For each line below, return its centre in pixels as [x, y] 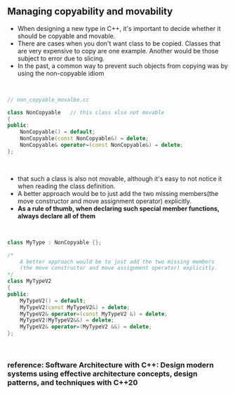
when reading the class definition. [66, 186]
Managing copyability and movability [90, 12]
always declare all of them [56, 216]
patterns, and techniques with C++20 [73, 382]
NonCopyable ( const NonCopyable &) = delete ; [85, 139]
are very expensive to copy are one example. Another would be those [118, 51]
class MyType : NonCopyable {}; [54, 242]
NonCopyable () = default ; [58, 132]
